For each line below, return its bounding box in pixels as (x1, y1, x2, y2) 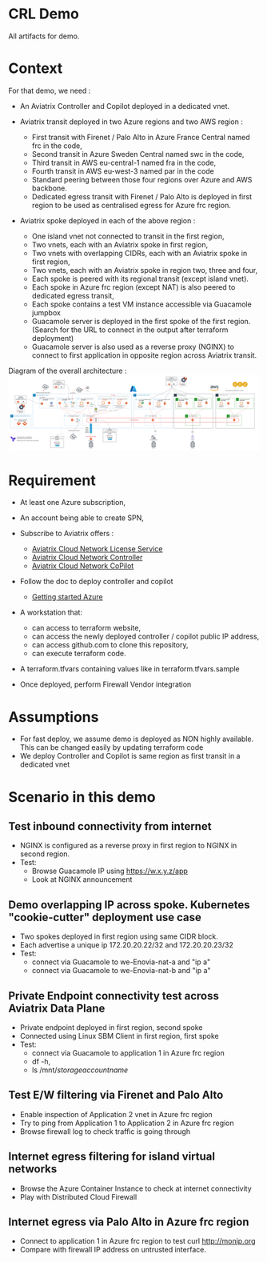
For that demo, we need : (8, 86, 91, 95)
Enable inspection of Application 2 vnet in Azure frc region (19, 1109, 213, 1119)
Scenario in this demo (8, 787, 156, 806)
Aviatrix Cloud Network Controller (31, 553, 143, 563)
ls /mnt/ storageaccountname (31, 1065, 129, 1075)
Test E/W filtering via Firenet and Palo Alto (8, 1088, 224, 1102)
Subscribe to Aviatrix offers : (19, 529, 114, 539)
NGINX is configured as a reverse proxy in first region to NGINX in (19, 841, 237, 851)
